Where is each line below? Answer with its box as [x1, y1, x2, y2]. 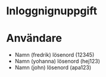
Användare [6, 32, 63, 45]
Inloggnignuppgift [6, 4, 97, 18]
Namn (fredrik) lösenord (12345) [14, 51, 95, 58]
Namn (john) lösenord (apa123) [14, 64, 92, 71]
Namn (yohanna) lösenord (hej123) [14, 58, 100, 65]
